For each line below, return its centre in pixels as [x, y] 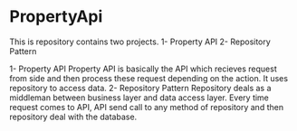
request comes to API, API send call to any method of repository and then [146, 107]
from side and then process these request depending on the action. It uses [148, 78]
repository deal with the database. [73, 117]
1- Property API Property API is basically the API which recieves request [144, 69]
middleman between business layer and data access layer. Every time [139, 98]
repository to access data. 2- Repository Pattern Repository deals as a [140, 88]
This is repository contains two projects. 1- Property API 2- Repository [140, 42]
